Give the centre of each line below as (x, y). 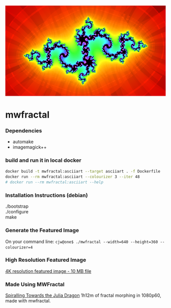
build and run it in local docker (43, 160)
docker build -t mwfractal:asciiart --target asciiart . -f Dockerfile (83, 172)
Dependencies (24, 130)
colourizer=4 (19, 247)
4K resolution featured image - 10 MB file (48, 271)
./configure (17, 212)
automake (23, 142)
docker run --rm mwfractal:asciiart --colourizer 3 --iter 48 (73, 177)
